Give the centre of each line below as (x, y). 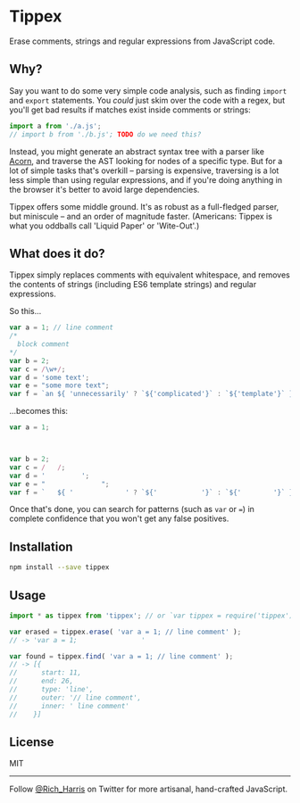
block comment (43, 344)
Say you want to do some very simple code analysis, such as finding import (148, 90)
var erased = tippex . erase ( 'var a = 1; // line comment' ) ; (125, 632)
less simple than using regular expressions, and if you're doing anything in (146, 179)
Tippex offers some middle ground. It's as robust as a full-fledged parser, (144, 206)
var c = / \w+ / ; (37, 369)
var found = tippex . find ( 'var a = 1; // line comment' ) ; (121, 656)
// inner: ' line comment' (69, 706)
